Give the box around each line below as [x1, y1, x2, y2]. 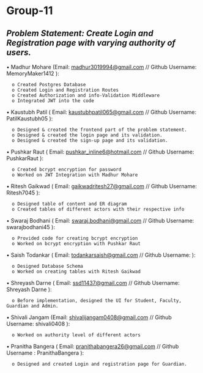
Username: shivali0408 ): [6, 320, 70, 327]
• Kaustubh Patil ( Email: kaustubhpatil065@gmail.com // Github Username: [6, 108, 197, 116]
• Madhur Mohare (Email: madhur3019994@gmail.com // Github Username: [6, 64, 197, 70]
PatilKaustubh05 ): [6, 115, 53, 122]
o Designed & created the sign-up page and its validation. [12, 138, 168, 144]
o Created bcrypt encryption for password [12, 166, 122, 172]
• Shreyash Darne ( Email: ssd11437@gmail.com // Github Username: [6, 279, 180, 286]
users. [6, 47, 32, 57]
